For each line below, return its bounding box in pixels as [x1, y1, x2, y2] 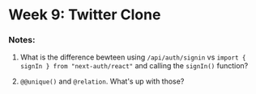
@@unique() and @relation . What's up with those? [19, 76, 185, 86]
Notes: [8, 35, 36, 46]
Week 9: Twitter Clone [8, 6, 161, 24]
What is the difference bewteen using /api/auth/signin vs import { [19, 52, 246, 62]
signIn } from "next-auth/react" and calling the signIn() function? [19, 61, 249, 71]
